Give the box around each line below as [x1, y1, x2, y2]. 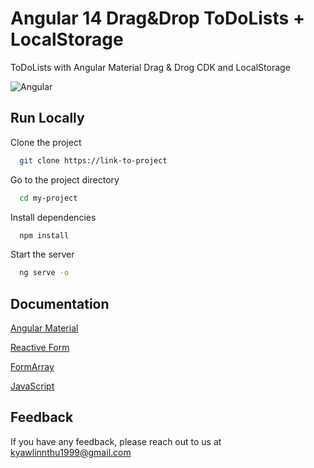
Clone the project [10, 136, 82, 148]
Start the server [10, 248, 75, 261]
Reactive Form [10, 342, 70, 354]
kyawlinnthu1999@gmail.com [10, 446, 132, 458]
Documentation [10, 295, 110, 312]
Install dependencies [10, 211, 97, 223]
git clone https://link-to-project [19, 155, 168, 166]
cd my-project [19, 193, 78, 203]
